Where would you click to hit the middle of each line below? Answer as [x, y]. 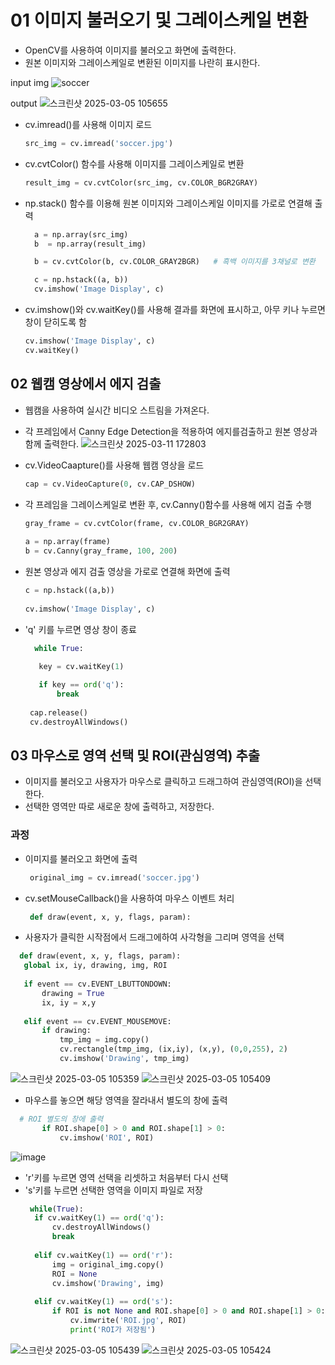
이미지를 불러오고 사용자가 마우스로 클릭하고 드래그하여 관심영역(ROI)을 [163, 782]
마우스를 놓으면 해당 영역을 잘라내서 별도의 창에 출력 [126, 1100]
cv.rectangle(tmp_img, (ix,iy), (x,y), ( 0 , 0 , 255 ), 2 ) [173, 1049]
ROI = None [74, 1274]
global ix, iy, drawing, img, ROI [95, 966]
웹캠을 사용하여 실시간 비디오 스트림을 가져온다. [117, 410]
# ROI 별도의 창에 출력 [61, 1119]
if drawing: [66, 1031]
